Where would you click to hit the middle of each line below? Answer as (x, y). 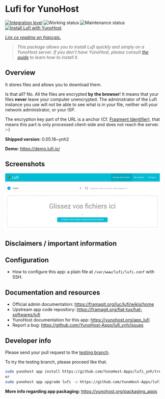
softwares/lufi (26, 315)
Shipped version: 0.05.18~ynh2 (37, 139)
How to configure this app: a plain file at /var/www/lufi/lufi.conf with (83, 272)
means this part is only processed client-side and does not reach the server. (82, 124)
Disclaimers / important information (61, 243)
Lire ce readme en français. (33, 37)
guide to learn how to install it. (48, 57)
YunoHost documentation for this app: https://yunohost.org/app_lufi (81, 320)
